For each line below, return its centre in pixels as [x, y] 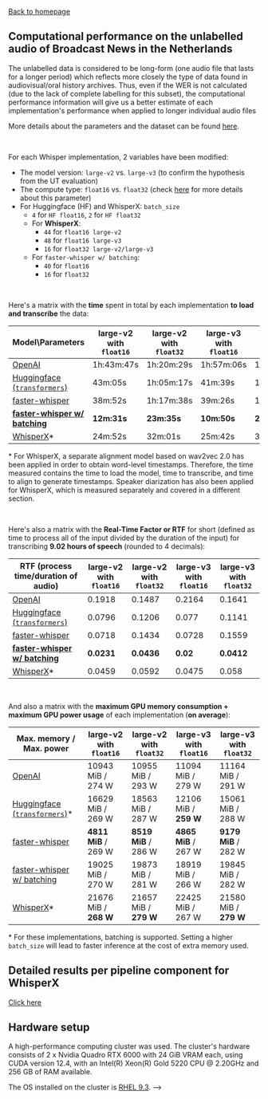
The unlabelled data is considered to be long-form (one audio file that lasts [131, 68]
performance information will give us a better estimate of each [111, 102]
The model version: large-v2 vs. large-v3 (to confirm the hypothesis [132, 172]
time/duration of [46, 576]
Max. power [46, 748]
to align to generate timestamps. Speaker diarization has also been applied [131, 481]
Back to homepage [39, 12]
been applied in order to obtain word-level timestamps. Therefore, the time [131, 464]
